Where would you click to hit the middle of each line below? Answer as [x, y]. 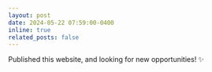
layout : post [30, 15]
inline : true [30, 30]
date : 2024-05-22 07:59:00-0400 [61, 23]
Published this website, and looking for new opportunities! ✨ [106, 59]
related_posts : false [44, 37]
